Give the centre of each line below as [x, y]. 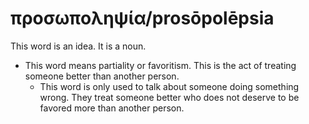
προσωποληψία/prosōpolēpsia [142, 18]
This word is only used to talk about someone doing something [169, 86]
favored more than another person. [112, 108]
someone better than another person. [102, 76]
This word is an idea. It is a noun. [78, 46]
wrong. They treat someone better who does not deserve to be [169, 97]
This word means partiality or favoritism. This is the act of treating [160, 65]
